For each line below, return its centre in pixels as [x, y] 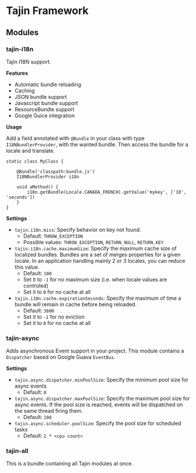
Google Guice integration [44, 115]
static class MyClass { [35, 161]
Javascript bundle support [46, 103]
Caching [24, 90]
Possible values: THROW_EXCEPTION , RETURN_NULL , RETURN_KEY [93, 242]
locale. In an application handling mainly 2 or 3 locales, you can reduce [100, 261]
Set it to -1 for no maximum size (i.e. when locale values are [95, 279]
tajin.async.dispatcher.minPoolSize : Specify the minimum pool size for [101, 380]
